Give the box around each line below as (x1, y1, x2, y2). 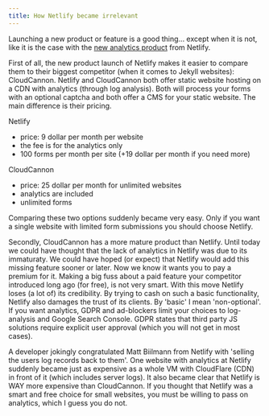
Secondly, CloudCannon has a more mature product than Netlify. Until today (8, 237, 261, 246)
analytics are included (19, 188, 94, 198)
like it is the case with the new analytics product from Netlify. (8, 42, 211, 52)
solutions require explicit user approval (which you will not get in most (8, 323, 240, 332)
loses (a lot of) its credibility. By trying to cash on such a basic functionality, (8, 288, 259, 298)
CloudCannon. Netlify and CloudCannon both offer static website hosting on (8, 75, 262, 84)
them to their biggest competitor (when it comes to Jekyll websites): (8, 66, 235, 76)
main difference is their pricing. (8, 101, 112, 110)
